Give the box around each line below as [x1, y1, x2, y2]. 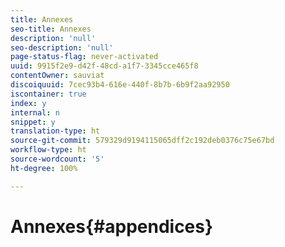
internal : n [10, 107, 60, 118]
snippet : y [10, 117, 56, 127]
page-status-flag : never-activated [10, 52, 159, 62]
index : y [10, 98, 47, 108]
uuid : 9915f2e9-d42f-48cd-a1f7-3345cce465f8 [10, 61, 199, 71]
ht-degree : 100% [10, 163, 78, 173]
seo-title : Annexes [10, 24, 92, 34]
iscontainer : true [10, 89, 87, 99]
